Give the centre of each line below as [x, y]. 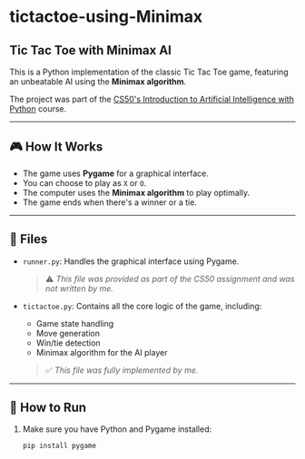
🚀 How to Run [48, 408]
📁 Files [29, 239]
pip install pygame [59, 446]
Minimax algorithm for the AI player [102, 352]
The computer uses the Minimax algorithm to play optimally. [136, 192]
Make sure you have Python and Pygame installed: [117, 429]
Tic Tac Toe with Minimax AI [91, 50]
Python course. [38, 109]
